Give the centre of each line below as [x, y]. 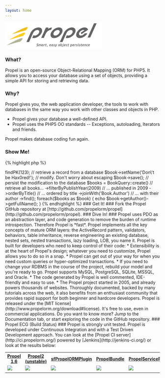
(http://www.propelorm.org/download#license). [53, 308]
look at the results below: [31, 345]
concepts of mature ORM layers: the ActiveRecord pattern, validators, [75, 230]
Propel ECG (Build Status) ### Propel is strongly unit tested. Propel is [75, 324]
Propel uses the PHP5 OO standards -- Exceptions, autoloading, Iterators [86, 124]
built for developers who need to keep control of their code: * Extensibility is [82, 246]
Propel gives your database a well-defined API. [60, 119]
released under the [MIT [29, 303]
